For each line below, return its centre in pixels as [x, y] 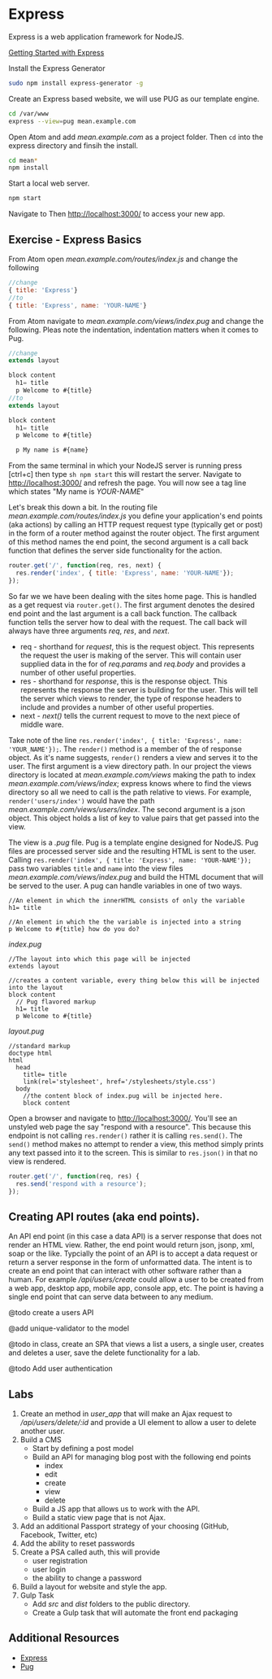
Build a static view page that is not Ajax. [99, 1517]
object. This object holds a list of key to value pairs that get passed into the [134, 818]
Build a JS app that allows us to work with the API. [116, 1509]
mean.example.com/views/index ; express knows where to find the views [130, 783]
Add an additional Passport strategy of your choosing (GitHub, [124, 1526]
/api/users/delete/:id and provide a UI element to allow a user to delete [138, 1422]
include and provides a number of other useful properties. [117, 707]
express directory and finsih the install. [73, 145]
